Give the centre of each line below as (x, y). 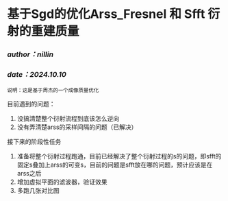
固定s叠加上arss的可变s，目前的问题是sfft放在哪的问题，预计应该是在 (115, 165)
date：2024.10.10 (37, 75)
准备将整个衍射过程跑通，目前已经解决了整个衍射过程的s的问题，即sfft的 (119, 156)
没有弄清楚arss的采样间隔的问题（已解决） (77, 127)
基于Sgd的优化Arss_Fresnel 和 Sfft (106, 14)
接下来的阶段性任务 (34, 142)
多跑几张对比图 (38, 191)
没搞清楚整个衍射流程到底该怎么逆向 (68, 119)
